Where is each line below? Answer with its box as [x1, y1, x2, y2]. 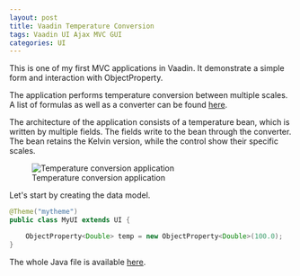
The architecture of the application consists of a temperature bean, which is [9, 117, 290, 128]
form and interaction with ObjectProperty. [9, 73, 163, 84]
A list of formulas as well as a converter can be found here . [9, 100, 228, 111]
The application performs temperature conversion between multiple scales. [9, 90, 288, 101]
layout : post [9, 13, 58, 22]
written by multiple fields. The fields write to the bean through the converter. [9, 127, 292, 138]
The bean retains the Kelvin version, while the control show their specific [9, 136, 278, 147]
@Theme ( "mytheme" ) [9, 208, 78, 217]
